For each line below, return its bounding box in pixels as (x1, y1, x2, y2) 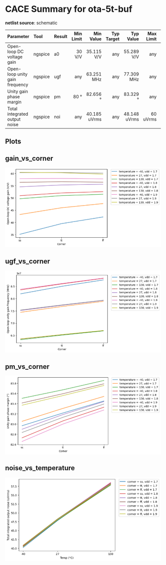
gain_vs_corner (5, 154, 53, 163)
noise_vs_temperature (5, 464, 75, 473)
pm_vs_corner (5, 362, 50, 371)
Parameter (7, 33, 30, 39)
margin (7, 99, 22, 105)
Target (105, 36, 120, 42)
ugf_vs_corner (5, 257, 50, 265)
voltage (7, 53, 23, 60)
